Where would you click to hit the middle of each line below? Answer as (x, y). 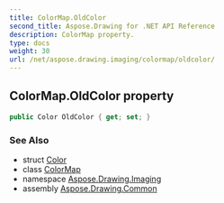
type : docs (30, 43)
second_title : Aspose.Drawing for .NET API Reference (112, 26)
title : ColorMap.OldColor (58, 18)
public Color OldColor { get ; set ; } (80, 117)
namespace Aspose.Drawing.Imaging (92, 179)
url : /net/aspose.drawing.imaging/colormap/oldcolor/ (112, 60)
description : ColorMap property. (72, 34)
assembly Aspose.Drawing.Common (90, 188)
